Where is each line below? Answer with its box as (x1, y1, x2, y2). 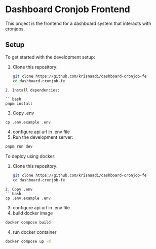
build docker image (12, 210, 53, 216)
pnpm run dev (5, 144, 33, 149)
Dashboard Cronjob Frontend (5, 4, 130, 15)
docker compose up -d (5, 239, 51, 244)
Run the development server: (12, 134, 73, 140)
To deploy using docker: (5, 153, 56, 160)
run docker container (12, 229, 57, 235)
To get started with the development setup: (5, 54, 95, 60)
